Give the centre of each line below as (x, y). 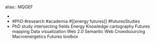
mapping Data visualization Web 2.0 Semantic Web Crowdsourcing (78, 31)
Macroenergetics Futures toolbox (45, 36)
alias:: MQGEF (19, 7)
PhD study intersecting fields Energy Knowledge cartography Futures (81, 26)
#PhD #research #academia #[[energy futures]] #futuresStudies (76, 21)
